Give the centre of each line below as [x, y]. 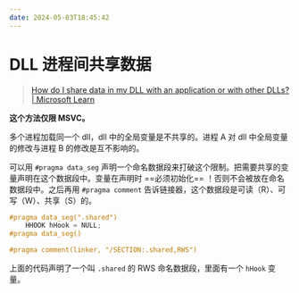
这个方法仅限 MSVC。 [50, 118]
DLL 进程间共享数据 [80, 64]
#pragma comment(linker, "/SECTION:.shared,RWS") [104, 250]
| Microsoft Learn [63, 99]
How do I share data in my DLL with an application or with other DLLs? [160, 89]
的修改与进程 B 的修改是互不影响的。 [77, 147]
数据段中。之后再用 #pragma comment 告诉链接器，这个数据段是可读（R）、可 [148, 189]
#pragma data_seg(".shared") [63, 217]
